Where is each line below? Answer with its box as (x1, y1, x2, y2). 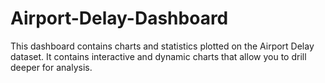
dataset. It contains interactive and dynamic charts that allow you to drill (10, 50, 307, 62)
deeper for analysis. (10, 61, 93, 73)
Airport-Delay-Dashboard (10, 7, 229, 30)
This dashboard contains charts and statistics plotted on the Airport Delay (10, 40, 315, 52)
